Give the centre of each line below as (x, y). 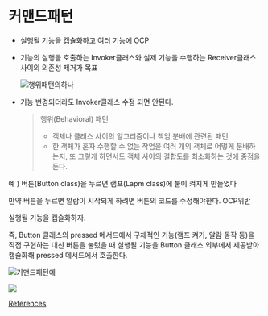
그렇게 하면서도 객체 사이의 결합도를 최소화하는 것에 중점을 (169, 156)
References (27, 303)
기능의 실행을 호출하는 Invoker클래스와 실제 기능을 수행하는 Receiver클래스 (138, 57)
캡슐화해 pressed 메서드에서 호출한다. (68, 255)
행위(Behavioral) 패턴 (74, 118)
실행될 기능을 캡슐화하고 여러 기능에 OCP (85, 40)
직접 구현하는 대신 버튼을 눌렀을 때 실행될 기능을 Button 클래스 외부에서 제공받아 (134, 245)
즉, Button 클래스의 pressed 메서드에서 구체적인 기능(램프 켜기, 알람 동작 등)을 (132, 235)
